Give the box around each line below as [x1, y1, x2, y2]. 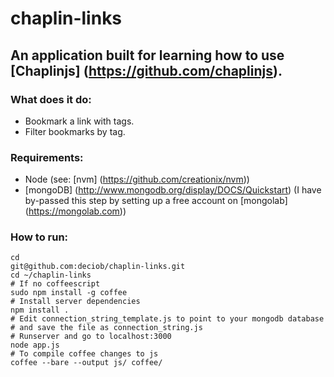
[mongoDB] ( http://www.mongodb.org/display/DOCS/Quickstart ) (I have [24, 184, 322, 196]
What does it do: [10, 92, 92, 106]
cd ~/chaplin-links [10, 270, 92, 281]
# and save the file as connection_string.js [10, 323, 203, 333]
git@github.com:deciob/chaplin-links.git [10, 262, 186, 272]
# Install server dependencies [10, 297, 141, 307]
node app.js [10, 340, 60, 351]
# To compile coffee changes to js [10, 349, 159, 359]
